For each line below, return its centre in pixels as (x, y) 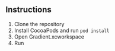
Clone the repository (39, 24)
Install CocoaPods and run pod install (62, 30)
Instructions (28, 10)
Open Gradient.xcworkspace (49, 36)
